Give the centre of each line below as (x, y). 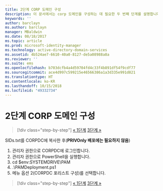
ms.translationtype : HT (29, 77)
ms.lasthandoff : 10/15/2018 (33, 86)
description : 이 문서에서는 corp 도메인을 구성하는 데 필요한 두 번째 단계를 (73, 14)
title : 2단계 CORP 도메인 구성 (33, 9)
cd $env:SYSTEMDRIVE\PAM (41, 162)
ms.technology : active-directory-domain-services (56, 50)
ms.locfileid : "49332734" (31, 90)
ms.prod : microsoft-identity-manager (43, 45)
